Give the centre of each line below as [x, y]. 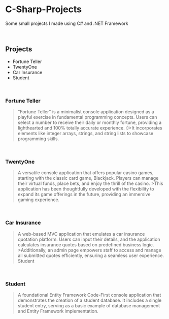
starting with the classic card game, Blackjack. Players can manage [88, 178]
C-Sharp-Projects [44, 9]
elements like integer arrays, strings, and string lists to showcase [86, 134]
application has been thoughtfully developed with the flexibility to [86, 189]
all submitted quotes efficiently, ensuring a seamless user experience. [91, 256]
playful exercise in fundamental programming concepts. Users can [87, 117]
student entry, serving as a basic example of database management [89, 305]
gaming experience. [39, 200]
